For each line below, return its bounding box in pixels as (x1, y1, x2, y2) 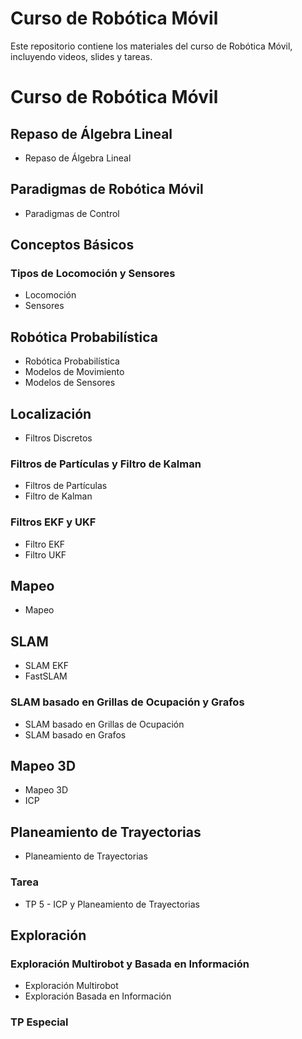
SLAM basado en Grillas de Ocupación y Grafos (10, 695, 245, 709)
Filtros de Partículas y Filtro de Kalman (10, 457, 202, 471)
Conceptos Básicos (10, 237, 135, 254)
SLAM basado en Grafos (24, 728, 127, 741)
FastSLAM (24, 670, 68, 682)
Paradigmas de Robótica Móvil (10, 181, 204, 198)
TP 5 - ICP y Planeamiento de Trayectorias (24, 898, 200, 910)
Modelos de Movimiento (24, 366, 125, 378)
